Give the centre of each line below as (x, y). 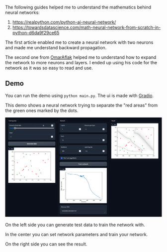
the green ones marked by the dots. (42, 110)
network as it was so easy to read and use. (49, 68)
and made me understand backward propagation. (56, 48)
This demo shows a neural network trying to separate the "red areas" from (82, 105)
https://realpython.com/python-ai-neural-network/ (64, 22)
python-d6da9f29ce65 (36, 33)
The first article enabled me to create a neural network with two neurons (79, 42)
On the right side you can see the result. (46, 244)
